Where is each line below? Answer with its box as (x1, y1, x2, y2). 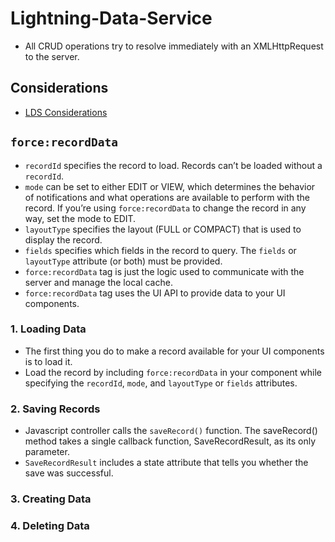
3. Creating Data (10, 492, 92, 506)
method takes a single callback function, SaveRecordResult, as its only (24, 435, 317, 447)
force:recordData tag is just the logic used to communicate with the (24, 265, 305, 277)
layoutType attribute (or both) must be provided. (24, 255, 223, 267)
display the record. (24, 233, 103, 246)
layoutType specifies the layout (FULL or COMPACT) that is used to (24, 223, 302, 235)
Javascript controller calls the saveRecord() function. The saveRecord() (24, 425, 318, 437)
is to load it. (24, 355, 73, 367)
